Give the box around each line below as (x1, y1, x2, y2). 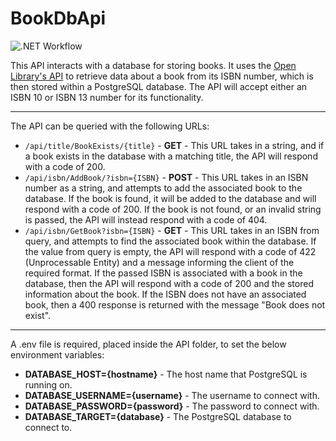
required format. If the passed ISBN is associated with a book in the (24, 267, 303, 279)
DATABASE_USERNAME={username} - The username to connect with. (24, 389, 320, 401)
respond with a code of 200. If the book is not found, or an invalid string (24, 203, 322, 215)
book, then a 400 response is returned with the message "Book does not (24, 298, 326, 311)
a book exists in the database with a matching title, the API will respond (24, 150, 318, 162)
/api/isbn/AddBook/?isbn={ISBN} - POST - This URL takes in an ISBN (24, 171, 309, 183)
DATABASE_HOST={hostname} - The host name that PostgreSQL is (24, 368, 308, 380)
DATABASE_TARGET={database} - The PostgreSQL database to (24, 410, 292, 422)
